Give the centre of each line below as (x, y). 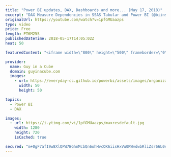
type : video (18, 24)
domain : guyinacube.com (35, 71)
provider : (16, 62)
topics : (13, 99)
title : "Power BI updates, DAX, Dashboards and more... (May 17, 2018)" (84, 10)
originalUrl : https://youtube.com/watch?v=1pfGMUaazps (65, 19)
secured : (15, 146)
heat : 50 (15, 43)
